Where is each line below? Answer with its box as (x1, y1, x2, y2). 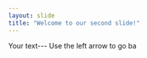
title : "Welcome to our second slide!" (8, 19, 141, 27)
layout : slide (8, 11, 56, 20)
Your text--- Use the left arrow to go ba (8, 41, 137, 50)
